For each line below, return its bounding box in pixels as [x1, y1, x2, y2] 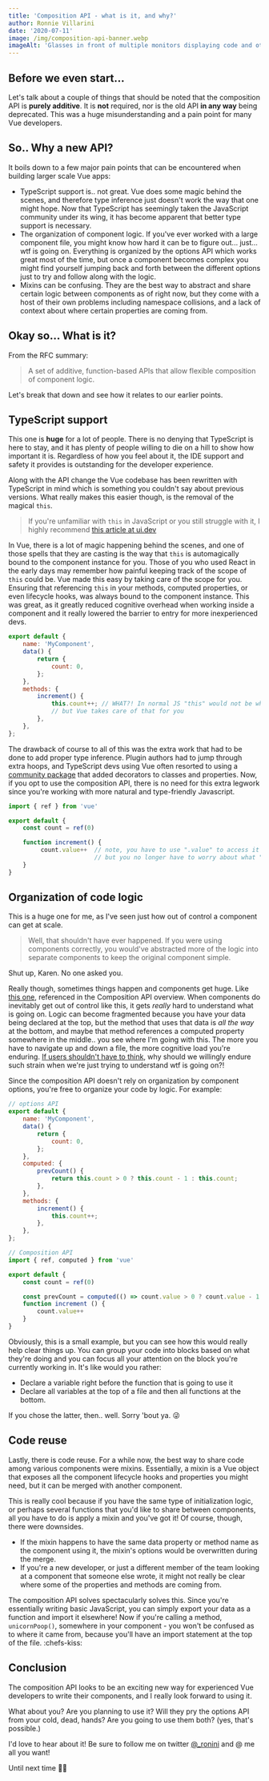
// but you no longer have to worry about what [94, 854, 256, 862]
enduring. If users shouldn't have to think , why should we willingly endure [8, 1052, 251, 1062]
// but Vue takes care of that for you [50, 707, 184, 716]
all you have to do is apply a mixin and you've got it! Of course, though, [8, 1512, 243, 1523]
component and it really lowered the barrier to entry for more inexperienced [8, 608, 259, 618]
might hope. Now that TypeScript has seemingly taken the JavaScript [19, 204, 249, 213]
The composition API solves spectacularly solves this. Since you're [8, 1595, 230, 1605]
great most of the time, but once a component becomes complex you [19, 254, 249, 265]
